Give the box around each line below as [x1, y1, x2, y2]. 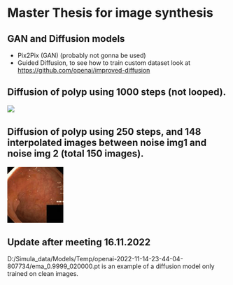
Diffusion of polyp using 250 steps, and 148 [7, 126, 202, 138]
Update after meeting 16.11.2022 [7, 236, 151, 249]
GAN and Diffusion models [7, 33, 125, 45]
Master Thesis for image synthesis [7, 5, 213, 21]
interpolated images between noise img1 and [7, 137, 207, 149]
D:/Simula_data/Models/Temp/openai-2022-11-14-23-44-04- [7, 255, 183, 263]
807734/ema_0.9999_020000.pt [7, 262, 100, 270]
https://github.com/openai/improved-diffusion [17, 66, 150, 74]
